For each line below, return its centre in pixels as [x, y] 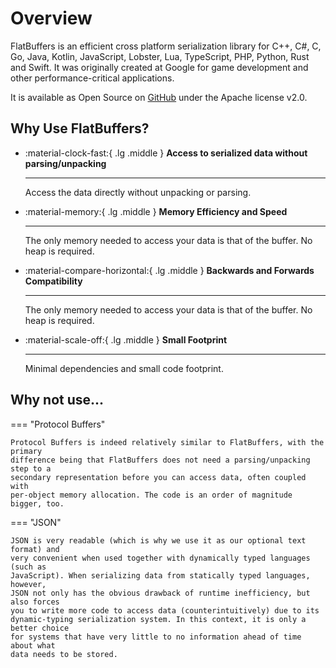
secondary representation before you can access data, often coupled [158, 477]
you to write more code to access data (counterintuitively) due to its [165, 610]
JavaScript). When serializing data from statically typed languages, [160, 575]
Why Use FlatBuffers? [80, 128]
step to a [31, 468]
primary [26, 451]
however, [28, 584]
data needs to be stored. [64, 654]
